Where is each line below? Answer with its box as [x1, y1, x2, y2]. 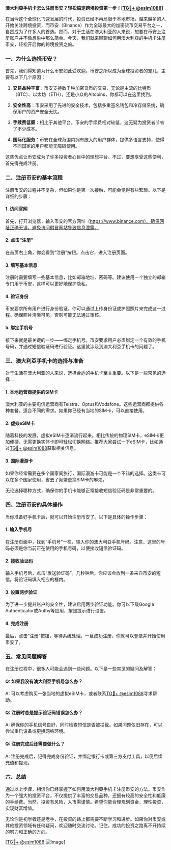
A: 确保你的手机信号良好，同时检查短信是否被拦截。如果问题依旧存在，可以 [5, 722, 163, 728]
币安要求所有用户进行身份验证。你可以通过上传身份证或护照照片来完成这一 [5, 305, 161, 312]
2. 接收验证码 [5, 558, 33, 564]
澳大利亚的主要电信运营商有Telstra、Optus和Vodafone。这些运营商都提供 [5, 401, 159, 407]
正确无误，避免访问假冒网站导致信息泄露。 [9, 224, 99, 230]
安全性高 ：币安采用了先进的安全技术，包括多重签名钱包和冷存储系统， [12, 102, 160, 109]
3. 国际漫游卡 [5, 457, 33, 463]
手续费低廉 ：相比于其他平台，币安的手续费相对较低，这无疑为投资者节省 [12, 119, 164, 125]
